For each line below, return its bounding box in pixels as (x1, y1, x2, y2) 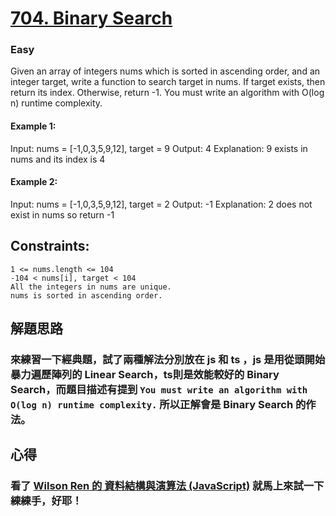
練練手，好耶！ (10, 494, 83, 508)
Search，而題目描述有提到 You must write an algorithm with (10, 383, 308, 397)
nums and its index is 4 (10, 153, 106, 165)
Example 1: (10, 120, 57, 132)
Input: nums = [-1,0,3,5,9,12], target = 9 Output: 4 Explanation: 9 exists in (10, 142, 308, 154)
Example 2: (10, 176, 58, 188)
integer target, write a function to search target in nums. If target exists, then (10, 76, 326, 88)
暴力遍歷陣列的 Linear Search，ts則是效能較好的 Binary (10, 368, 280, 382)
